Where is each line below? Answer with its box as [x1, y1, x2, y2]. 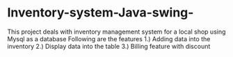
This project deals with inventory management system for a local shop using [7, 27, 226, 36]
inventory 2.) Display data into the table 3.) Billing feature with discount [7, 42, 211, 50]
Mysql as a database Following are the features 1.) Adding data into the [7, 34, 211, 43]
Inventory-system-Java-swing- [7, 5, 194, 21]
